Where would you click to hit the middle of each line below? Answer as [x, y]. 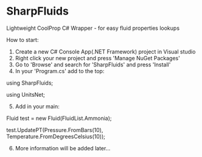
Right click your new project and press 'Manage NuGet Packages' [98, 58]
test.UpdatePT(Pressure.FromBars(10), [55, 130]
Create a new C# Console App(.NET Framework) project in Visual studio [105, 51]
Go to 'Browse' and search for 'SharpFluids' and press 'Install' [93, 65]
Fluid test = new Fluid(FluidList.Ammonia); [59, 118]
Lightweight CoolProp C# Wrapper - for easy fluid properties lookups [93, 28]
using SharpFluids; [30, 83]
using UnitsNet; [26, 94]
